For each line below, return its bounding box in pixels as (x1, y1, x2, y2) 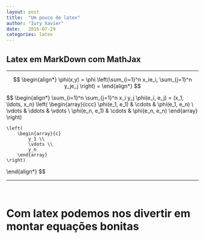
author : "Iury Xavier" (6, 20, 64, 26)
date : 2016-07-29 (6, 26, 56, 32)
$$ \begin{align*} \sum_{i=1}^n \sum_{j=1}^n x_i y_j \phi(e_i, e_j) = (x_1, (6, 94, 184, 101)
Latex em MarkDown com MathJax (6, 54, 142, 64)
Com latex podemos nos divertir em (6, 207, 191, 221)
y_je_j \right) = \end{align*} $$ (63, 82, 142, 89)
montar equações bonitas (6, 220, 139, 234)
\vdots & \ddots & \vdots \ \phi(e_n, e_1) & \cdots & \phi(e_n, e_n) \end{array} (6, 107, 198, 114)
